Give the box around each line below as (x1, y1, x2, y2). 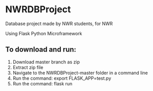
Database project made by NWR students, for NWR (5, 20, 113, 27)
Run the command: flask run (12, 80, 73, 86)
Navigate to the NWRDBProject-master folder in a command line (12, 70, 148, 76)
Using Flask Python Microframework (5, 30, 82, 36)
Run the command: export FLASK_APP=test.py (12, 75, 112, 81)
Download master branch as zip (12, 59, 80, 65)
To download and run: (5, 45, 77, 54)
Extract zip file (12, 64, 43, 70)
